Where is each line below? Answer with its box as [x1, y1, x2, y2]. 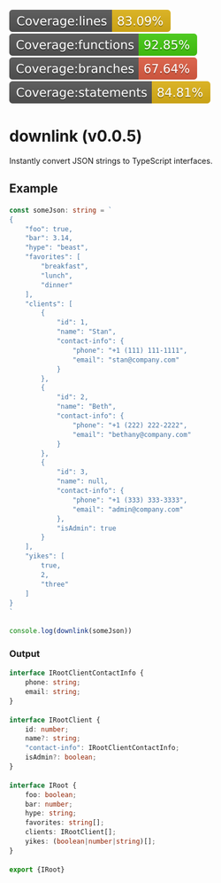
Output [9, 647, 41, 660]
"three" [41, 580, 69, 589]
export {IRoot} [9, 865, 65, 874]
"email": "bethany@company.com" [72, 430, 192, 439]
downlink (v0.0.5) [9, 126, 143, 146]
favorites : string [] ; [25, 818, 104, 827]
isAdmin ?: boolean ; [25, 753, 97, 762]
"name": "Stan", [56, 327, 117, 337]
